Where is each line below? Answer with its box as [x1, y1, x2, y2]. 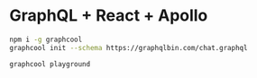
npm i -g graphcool [9, 35, 83, 44]
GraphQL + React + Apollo [9, 5, 208, 26]
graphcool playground [9, 59, 91, 68]
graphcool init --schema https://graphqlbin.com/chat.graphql [9, 43, 248, 52]
